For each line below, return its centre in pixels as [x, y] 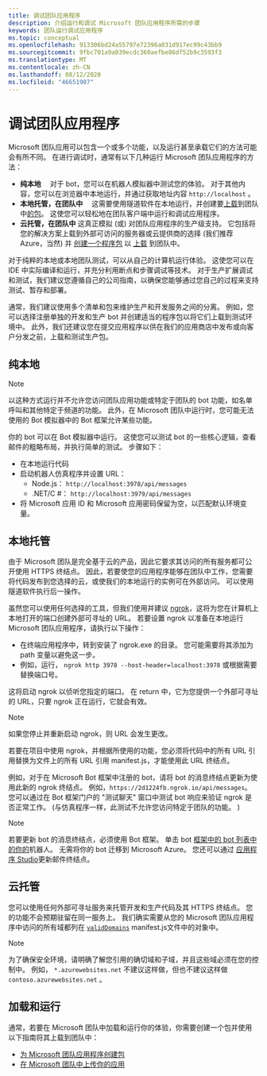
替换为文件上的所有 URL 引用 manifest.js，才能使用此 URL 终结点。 [124, 761]
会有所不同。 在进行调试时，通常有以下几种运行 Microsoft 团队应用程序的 [128, 157]
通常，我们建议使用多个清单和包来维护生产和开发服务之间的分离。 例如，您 [131, 307]
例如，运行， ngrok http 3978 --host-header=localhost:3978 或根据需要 [138, 665]
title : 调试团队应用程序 [44, 15]
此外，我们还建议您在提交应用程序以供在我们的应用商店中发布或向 [139, 327]
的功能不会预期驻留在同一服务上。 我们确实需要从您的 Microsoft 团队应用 [128, 917]
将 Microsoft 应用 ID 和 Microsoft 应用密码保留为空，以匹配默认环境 [130, 503]
